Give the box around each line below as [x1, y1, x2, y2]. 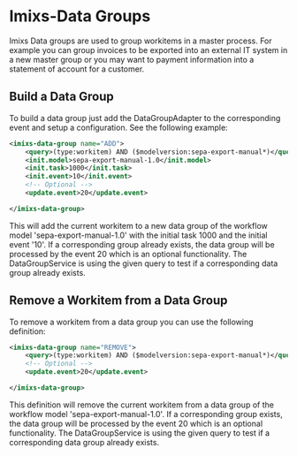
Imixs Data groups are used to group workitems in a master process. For [9, 35, 272, 46]
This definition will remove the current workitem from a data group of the [9, 399, 274, 410]
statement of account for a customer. [9, 64, 145, 74]
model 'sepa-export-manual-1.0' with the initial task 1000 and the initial [9, 230, 268, 240]
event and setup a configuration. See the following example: [9, 122, 228, 133]
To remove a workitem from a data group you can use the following [9, 316, 254, 327]
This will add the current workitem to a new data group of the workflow [9, 220, 268, 231]
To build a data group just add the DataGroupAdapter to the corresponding [9, 112, 281, 123]
